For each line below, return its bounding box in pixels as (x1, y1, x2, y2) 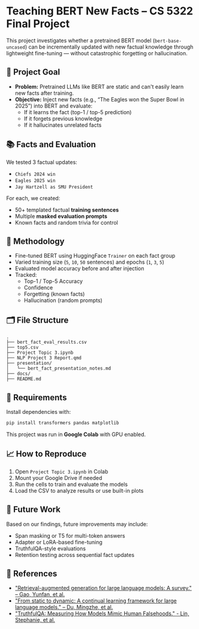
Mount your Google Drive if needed (14, 474, 102, 481)
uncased (6, 44, 26, 50)
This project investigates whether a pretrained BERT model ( (6, 37, 155, 44)
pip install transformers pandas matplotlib (6, 420, 119, 426)
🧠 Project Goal (6, 67, 61, 77)
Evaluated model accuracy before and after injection (14, 265, 144, 272)
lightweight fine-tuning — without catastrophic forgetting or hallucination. (6, 49, 188, 56)
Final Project (6, 17, 70, 31)
